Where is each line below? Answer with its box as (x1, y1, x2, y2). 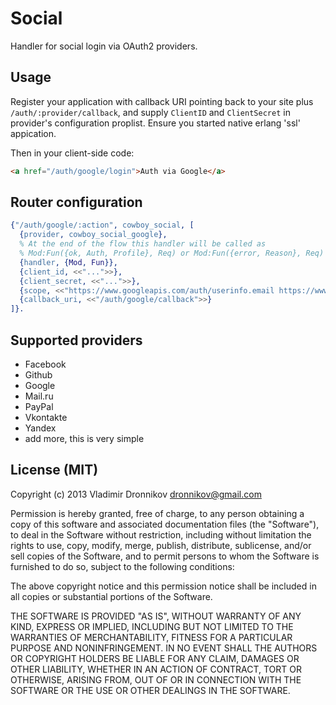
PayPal (24, 401, 54, 412)
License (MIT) (10, 462, 99, 479)
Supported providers (10, 332, 143, 349)
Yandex (24, 422, 57, 434)
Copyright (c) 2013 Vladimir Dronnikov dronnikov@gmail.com (10, 488, 262, 500)
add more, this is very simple (24, 433, 145, 444)
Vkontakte (24, 412, 68, 423)
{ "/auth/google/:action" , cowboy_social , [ (10, 220, 195, 231)
